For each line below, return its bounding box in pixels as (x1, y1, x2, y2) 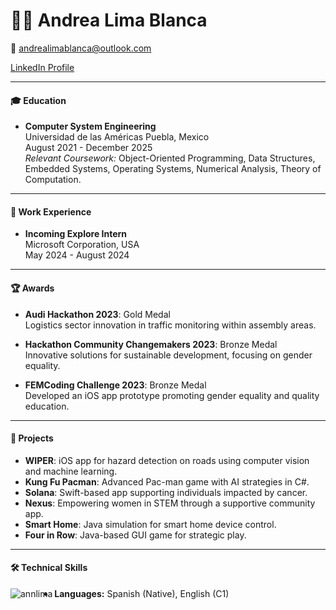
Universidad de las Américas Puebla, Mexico (24, 131, 210, 143)
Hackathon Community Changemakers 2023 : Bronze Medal (24, 338, 278, 350)
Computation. (24, 174, 82, 186)
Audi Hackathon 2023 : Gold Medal (24, 308, 171, 320)
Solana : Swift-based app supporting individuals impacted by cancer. (24, 486, 308, 498)
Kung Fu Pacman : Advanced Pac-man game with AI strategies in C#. (24, 475, 310, 488)
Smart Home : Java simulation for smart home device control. (24, 518, 277, 530)
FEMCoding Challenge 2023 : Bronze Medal (24, 379, 207, 391)
